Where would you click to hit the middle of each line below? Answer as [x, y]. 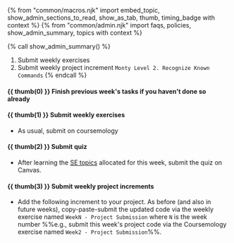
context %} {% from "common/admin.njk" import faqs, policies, [99, 25]
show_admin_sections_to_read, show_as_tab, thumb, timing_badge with [111, 18]
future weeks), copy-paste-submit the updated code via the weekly [115, 209]
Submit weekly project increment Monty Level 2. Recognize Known [113, 67]
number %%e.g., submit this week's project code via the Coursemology [122, 225]
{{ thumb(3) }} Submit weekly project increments [81, 186]
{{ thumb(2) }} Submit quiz [47, 147]
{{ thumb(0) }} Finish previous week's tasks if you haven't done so [107, 91]
